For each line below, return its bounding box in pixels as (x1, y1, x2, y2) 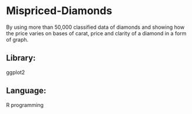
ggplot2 (6, 69, 25, 76)
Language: (6, 86, 47, 96)
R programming (6, 101, 44, 108)
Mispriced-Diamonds (6, 4, 112, 18)
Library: (6, 53, 36, 63)
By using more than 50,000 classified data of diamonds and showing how (6, 24, 185, 31)
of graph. (6, 36, 29, 43)
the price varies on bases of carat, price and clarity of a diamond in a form (6, 29, 187, 36)
